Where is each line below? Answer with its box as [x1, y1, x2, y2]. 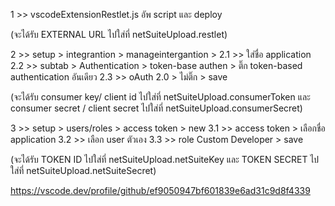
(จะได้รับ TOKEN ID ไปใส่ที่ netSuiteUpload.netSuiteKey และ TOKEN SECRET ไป [10, 154, 320, 165]
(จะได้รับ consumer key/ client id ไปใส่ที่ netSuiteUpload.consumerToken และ [10, 91, 311, 103]
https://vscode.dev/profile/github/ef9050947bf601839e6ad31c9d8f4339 [10, 185, 311, 196]
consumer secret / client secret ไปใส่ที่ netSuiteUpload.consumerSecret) [10, 102, 303, 114]
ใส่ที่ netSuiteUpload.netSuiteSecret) [10, 165, 157, 176]
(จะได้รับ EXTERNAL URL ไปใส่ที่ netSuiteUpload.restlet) [10, 29, 228, 40]
